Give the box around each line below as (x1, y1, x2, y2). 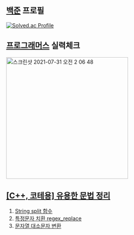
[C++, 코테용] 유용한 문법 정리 (6, 191, 111, 201)
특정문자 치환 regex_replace (14, 215, 82, 222)
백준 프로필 (6, 5, 45, 16)
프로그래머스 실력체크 (6, 40, 80, 51)
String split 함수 (14, 208, 52, 215)
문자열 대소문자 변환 (14, 223, 61, 230)
